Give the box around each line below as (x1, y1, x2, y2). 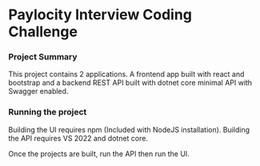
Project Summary (8, 51, 78, 63)
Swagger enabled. (8, 87, 69, 96)
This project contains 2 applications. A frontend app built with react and (8, 70, 245, 79)
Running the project (8, 107, 87, 118)
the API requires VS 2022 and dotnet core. (8, 133, 148, 143)
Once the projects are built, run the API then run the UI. (8, 148, 190, 158)
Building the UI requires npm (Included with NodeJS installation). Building (8, 124, 250, 134)
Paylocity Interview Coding (8, 6, 192, 24)
